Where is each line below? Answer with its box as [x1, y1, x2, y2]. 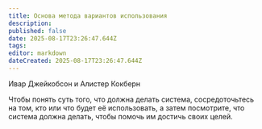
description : [8, 19, 52, 27]
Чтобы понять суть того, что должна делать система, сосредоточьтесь [8, 94, 255, 104]
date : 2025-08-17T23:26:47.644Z [8, 34, 117, 43]
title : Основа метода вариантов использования [8, 11, 168, 20]
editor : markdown [8, 49, 67, 57]
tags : [8, 42, 27, 50]
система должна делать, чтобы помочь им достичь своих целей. [8, 111, 233, 121]
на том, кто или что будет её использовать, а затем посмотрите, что [8, 102, 245, 113]
